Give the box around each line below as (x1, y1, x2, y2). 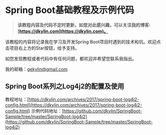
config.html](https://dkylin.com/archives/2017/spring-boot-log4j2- (5, 102, 142, 108)
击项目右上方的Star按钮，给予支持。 (5, 45, 79, 51)
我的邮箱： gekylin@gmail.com (5, 66, 68, 72)
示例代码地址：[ (31, 108, 64, 114)
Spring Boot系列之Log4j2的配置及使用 (5, 82, 124, 91)
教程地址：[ (5, 96, 29, 102)
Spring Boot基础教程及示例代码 (5, 4, 134, 16)
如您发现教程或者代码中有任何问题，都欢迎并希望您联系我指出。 (5, 55, 136, 61)
